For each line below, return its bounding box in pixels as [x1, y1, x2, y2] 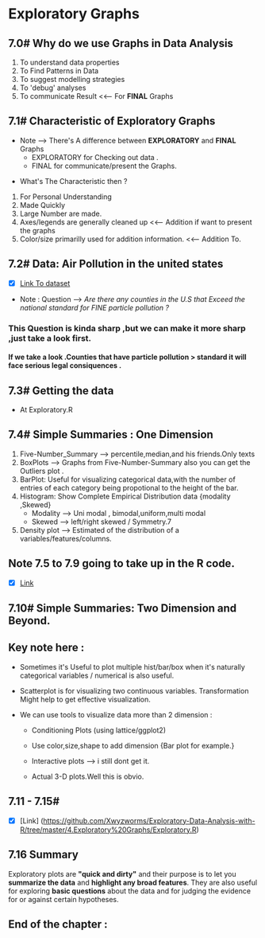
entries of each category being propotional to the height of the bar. [19, 483, 239, 492]
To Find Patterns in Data [19, 66, 99, 76]
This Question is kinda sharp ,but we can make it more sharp [8, 322, 246, 334]
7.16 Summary [8, 848, 79, 862]
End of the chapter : [8, 917, 108, 931]
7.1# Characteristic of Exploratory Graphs [8, 115, 216, 128]
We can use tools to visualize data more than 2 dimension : [19, 709, 213, 719]
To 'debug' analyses [19, 83, 86, 92]
